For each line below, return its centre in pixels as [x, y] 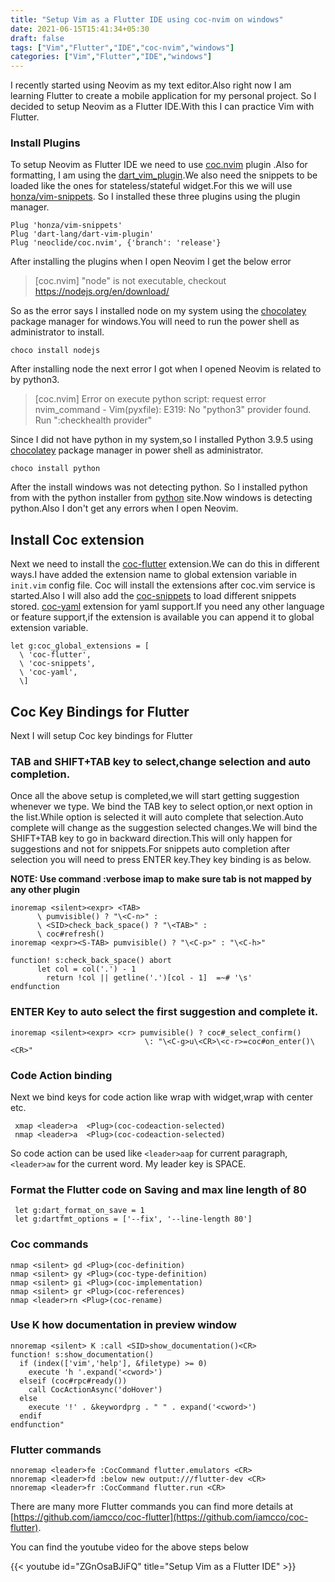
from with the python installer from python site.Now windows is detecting [161, 498]
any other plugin [45, 890]
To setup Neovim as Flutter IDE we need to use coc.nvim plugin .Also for [159, 165]
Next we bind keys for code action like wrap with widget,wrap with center [162, 1097]
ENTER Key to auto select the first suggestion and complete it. [164, 1012]
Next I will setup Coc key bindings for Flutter [101, 736]
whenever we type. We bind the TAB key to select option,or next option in [161, 807]
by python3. [35, 380]
